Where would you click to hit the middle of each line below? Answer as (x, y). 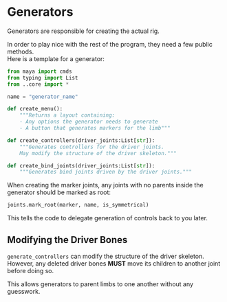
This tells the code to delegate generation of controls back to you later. (108, 218)
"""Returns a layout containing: (67, 115)
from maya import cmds (40, 71)
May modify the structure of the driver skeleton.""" (98, 153)
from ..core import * (38, 84)
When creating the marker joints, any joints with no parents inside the (106, 185)
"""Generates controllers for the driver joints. (92, 147)
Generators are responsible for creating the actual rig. (83, 31)
